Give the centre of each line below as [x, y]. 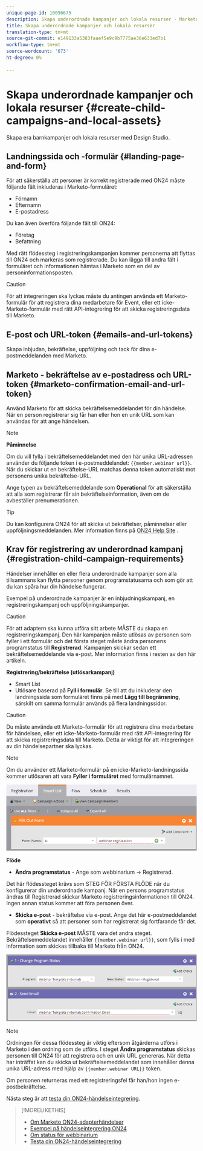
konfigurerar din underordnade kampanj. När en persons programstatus [95, 890]
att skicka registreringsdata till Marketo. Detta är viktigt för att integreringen [100, 740]
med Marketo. [70, 356]
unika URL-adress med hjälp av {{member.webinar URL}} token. [84, 1068]
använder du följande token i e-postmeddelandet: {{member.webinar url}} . [99, 463]
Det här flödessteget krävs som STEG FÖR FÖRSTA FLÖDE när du [88, 883]
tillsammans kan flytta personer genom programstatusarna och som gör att [100, 580]
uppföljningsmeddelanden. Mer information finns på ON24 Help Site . [92, 530]
